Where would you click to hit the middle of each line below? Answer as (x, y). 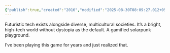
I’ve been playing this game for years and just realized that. (66, 45)
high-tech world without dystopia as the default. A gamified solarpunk (78, 30)
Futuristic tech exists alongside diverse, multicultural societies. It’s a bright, (83, 24)
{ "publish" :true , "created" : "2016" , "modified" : (55, 10)
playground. (17, 35)
